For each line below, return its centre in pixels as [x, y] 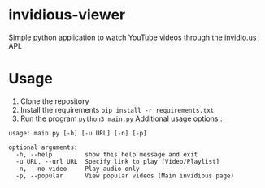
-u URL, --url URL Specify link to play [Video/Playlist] [118, 161]
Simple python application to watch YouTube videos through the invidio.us [132, 37]
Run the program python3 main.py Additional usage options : [121, 118]
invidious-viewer [67, 15]
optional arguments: [43, 147]
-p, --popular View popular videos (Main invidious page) [125, 176]
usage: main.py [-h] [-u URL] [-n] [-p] [78, 133]
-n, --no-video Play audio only [78, 169]
